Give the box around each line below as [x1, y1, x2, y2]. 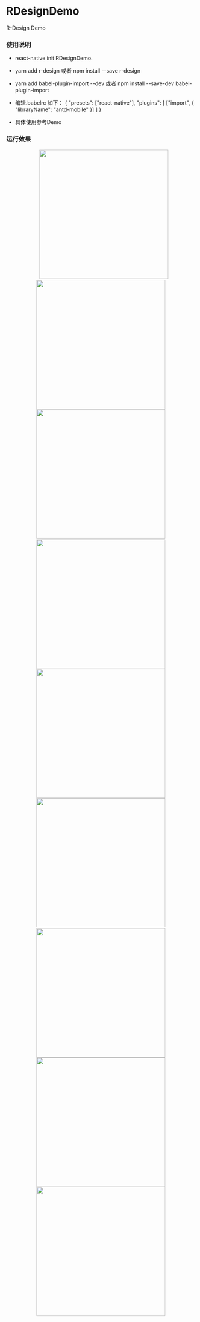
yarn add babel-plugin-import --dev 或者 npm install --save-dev [14, 80, 175, 87]
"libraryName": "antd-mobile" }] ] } [14, 106, 101, 113]
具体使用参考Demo [14, 118, 62, 126]
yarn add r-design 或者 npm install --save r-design [14, 67, 140, 74]
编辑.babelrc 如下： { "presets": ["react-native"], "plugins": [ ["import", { [14, 99, 194, 106]
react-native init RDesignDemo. [14, 54, 93, 62]
